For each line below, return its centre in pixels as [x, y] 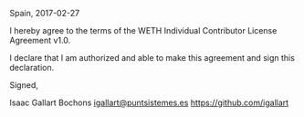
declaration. [32, 68]
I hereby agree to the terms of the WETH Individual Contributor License [143, 30]
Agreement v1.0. [40, 40]
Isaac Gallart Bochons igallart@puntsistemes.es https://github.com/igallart [149, 102]
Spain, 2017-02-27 [45, 13]
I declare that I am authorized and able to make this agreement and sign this [152, 58]
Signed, [24, 85]
